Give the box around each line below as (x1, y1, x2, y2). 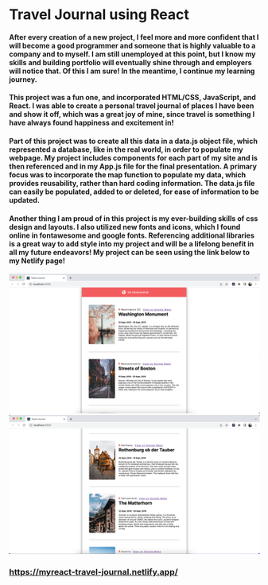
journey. (9, 74, 38, 84)
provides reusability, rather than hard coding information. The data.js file (9, 178, 255, 188)
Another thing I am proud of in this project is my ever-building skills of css (9, 213, 258, 223)
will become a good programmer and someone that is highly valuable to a (9, 41, 256, 50)
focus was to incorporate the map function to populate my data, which (9, 169, 247, 180)
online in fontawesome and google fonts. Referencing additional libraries (9, 231, 255, 240)
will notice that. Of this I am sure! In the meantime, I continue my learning (9, 66, 255, 76)
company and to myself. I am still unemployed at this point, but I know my (9, 49, 257, 59)
